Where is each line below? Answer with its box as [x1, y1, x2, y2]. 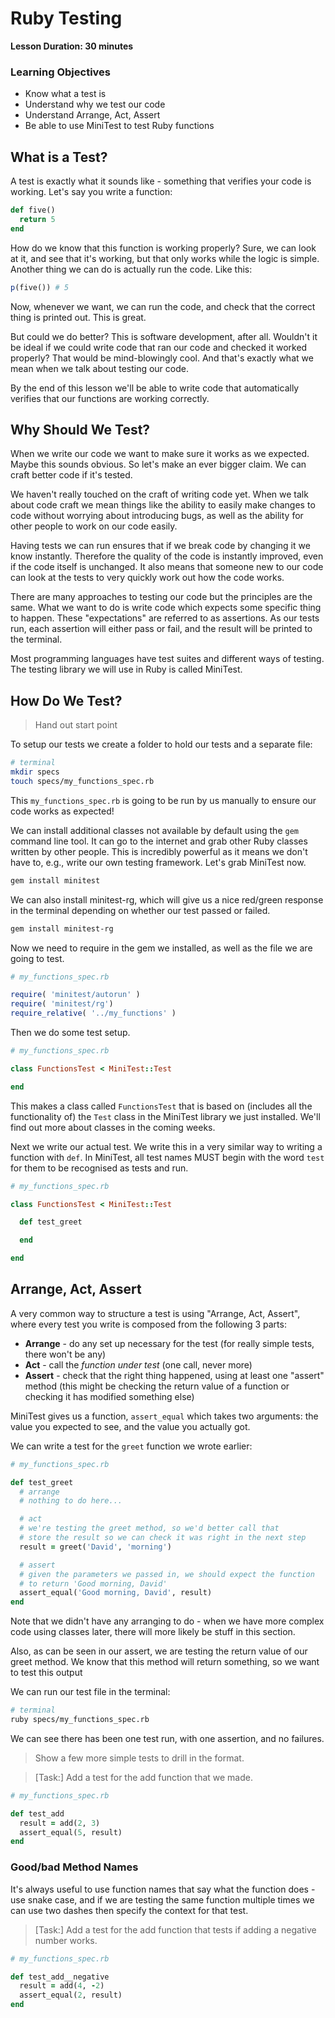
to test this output [10, 1667, 83, 1679]
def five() [10, 205, 56, 216]
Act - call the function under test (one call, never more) [24, 1358, 253, 1371]
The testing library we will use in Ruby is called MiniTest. [10, 663, 243, 676]
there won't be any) [24, 1348, 107, 1360]
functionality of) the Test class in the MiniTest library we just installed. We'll [10, 1110, 321, 1122]
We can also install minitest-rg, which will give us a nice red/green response [10, 893, 324, 906]
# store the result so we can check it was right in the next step [19, 1533, 307, 1543]
